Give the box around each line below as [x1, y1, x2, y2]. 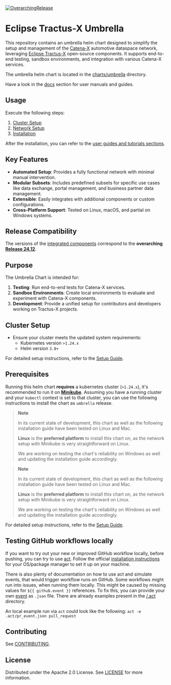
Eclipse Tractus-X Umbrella [5, 23, 124, 34]
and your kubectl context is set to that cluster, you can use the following [5, 394, 157, 401]
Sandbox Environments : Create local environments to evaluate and [12, 290, 155, 296]
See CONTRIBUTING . [5, 641, 50, 647]
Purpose [5, 261, 33, 270]
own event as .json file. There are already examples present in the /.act [5, 592, 156, 599]
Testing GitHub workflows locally [5, 537, 113, 545]
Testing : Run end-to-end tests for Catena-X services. [12, 284, 126, 291]
